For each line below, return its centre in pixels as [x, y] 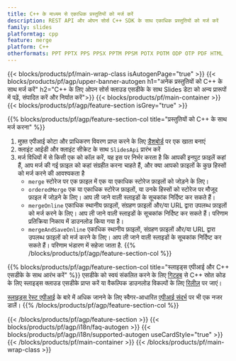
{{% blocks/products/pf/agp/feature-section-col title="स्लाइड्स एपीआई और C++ [118, 266]
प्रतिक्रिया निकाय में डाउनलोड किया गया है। [76, 221]
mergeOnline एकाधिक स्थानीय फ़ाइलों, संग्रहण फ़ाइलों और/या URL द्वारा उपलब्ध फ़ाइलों [128, 205]
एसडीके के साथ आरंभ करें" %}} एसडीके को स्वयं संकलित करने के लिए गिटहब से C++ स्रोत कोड [117, 275]
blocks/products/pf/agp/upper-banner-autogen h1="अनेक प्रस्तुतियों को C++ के [115, 81]
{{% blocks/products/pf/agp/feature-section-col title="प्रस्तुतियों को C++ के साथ [117, 119]
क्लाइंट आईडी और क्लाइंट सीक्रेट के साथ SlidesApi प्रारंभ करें [89, 149]
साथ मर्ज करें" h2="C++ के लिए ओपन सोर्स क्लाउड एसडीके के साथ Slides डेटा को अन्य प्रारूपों [117, 89]
